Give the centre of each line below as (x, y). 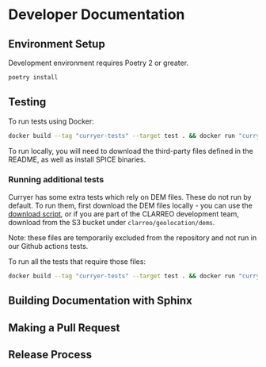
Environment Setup (57, 44)
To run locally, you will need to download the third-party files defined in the (131, 151)
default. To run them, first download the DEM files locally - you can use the (131, 205)
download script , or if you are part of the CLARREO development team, (123, 214)
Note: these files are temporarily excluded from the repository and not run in (133, 237)
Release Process (50, 354)
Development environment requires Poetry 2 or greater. (98, 63)
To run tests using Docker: (51, 121)
